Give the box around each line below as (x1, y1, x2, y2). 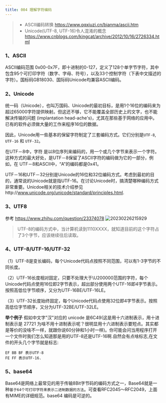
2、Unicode (5, 90, 34, 97)
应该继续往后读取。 (42, 232, 81, 238)
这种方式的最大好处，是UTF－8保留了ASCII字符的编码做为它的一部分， (5, 155, 150, 161)
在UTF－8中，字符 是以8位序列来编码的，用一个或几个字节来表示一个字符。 (5, 149, 160, 155)
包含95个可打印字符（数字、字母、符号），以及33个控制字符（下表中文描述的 (5, 70, 162, 76)
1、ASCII (5, 52, 26, 59)
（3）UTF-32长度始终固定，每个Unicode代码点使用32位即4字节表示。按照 (5, 298, 158, 303)
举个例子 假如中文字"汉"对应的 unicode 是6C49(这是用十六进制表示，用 (5, 314, 151, 320)
